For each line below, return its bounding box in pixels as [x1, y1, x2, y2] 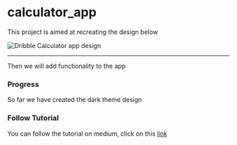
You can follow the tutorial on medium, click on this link [7, 129, 168, 138]
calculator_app [7, 4, 97, 21]
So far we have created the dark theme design [7, 95, 142, 104]
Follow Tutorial [7, 113, 59, 123]
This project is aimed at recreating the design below [7, 28, 159, 36]
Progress [7, 79, 39, 89]
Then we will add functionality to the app [7, 62, 126, 70]
